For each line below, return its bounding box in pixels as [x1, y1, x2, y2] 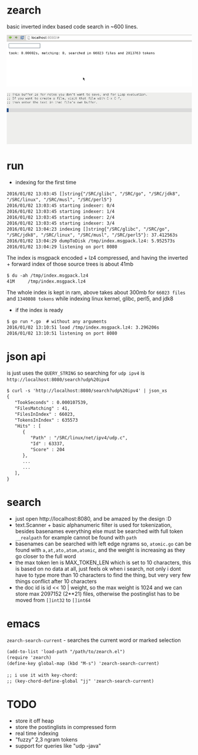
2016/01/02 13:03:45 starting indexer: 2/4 [6, 214, 115, 220]
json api [6, 350, 46, 363]
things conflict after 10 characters [15, 578, 97, 585]
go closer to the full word [15, 552, 76, 559]
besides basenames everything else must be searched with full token [15, 528, 183, 535]
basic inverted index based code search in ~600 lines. [6, 23, 139, 30]
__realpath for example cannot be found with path [15, 534, 137, 541]
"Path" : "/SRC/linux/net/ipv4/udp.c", [30, 435, 128, 441]
